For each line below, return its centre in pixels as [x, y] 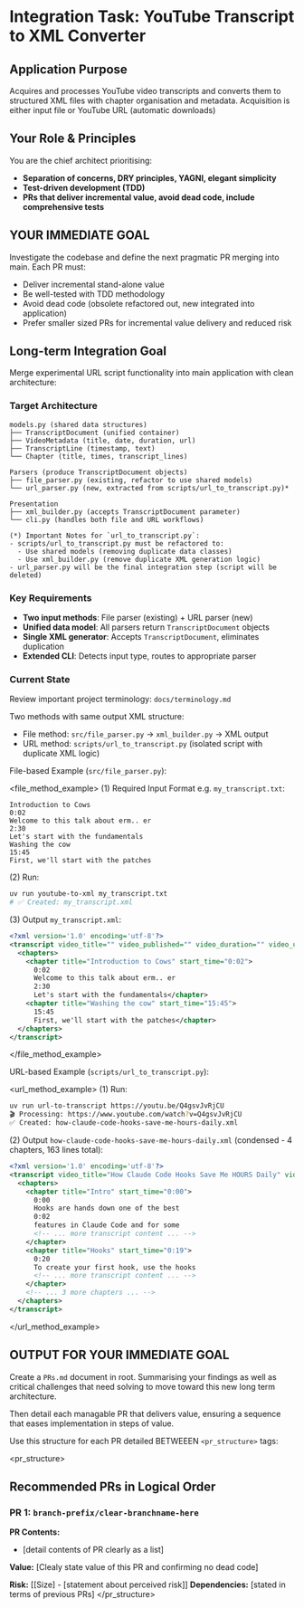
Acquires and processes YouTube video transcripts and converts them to [145, 91]
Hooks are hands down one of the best [106, 1208]
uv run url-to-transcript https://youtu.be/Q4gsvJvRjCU [117, 1106]
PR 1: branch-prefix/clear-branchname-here [104, 1512]
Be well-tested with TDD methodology [94, 294]
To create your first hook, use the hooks [114, 1267]
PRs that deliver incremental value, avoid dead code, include [138, 197]
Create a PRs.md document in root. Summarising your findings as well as [143, 1376]
